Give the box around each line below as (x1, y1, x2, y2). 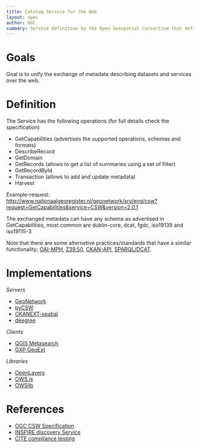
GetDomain (14, 154, 43, 161)
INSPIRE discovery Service (14, 429, 81, 436)
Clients (6, 328, 24, 336)
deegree (14, 317, 36, 324)
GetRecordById (14, 167, 52, 174)
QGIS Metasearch (14, 340, 58, 347)
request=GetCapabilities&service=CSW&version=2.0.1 (6, 203, 139, 211)
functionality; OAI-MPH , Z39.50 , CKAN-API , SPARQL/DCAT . (6, 246, 152, 253)
